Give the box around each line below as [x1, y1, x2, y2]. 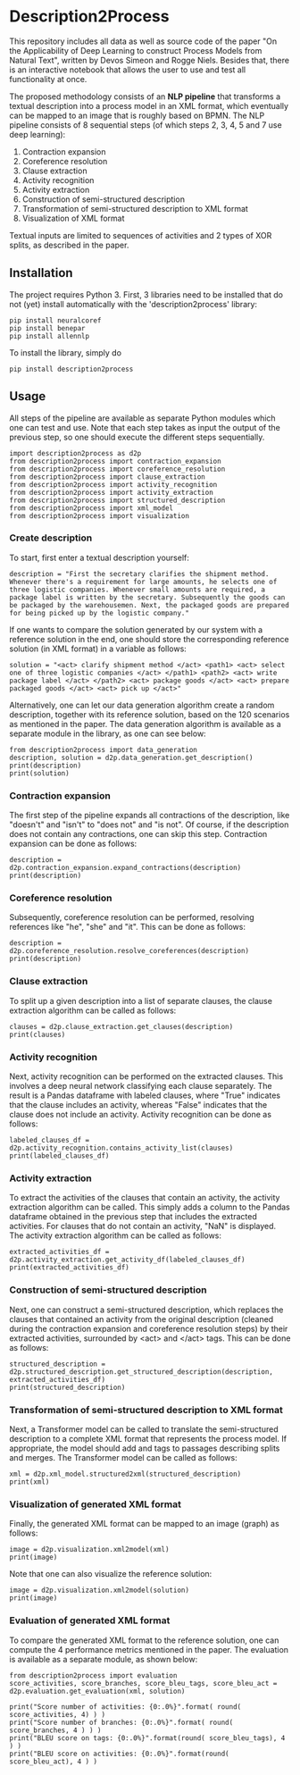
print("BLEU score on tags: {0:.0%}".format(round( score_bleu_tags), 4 [9, 1733, 286, 1743]
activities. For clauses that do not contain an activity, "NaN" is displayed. [9, 1221, 277, 1232]
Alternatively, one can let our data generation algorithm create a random [9, 699, 275, 710]
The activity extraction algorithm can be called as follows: [9, 1230, 221, 1241]
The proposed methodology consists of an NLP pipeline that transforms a [9, 91, 281, 102]
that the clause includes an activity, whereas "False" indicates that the [9, 1100, 268, 1110]
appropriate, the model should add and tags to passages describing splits [9, 1443, 280, 1453]
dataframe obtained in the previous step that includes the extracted [9, 1211, 257, 1222]
